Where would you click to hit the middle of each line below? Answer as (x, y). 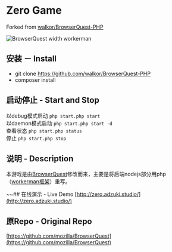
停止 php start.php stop (36, 138)
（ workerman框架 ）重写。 (38, 182)
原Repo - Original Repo (49, 221)
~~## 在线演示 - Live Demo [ (42, 194)
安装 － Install (32, 59)
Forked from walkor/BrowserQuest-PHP (55, 27)
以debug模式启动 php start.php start (53, 116)
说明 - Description (40, 159)
